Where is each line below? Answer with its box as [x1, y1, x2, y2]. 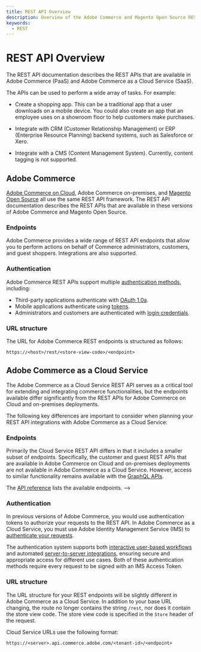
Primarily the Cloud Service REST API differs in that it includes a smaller [6, 447, 183, 454]
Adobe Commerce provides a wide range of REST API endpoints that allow [6, 237, 190, 244]
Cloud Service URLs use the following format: [6, 628, 118, 636]
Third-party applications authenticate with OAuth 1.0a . [14, 296, 148, 304]
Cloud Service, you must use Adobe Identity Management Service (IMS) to [6, 525, 190, 533]
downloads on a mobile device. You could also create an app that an [14, 107, 184, 115]
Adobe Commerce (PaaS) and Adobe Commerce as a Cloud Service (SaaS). [6, 77, 193, 85]
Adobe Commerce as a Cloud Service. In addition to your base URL [6, 597, 172, 605]
